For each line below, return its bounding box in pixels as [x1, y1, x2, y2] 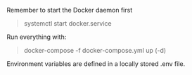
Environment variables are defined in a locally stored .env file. [6, 60, 186, 68]
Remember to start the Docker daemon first [6, 6, 133, 14]
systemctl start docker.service [23, 19, 112, 27]
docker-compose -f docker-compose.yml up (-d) [23, 47, 167, 54]
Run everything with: [6, 33, 67, 41]
